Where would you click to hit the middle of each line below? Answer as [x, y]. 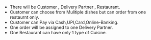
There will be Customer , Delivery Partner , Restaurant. [65, 7]
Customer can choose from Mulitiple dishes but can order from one [78, 12]
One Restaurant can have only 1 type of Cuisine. [58, 33]
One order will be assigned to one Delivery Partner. [61, 27]
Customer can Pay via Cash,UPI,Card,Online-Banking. [64, 22]
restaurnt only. [24, 17]
